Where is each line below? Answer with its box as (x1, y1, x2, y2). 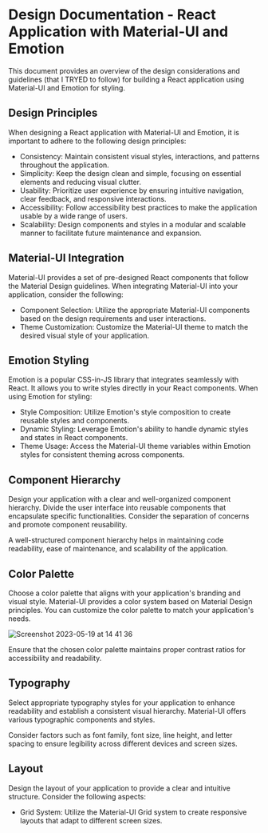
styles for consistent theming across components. (19, 450, 185, 459)
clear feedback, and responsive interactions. (19, 194, 167, 203)
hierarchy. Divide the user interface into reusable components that (8, 503, 227, 513)
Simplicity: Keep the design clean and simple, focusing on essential (19, 168, 242, 178)
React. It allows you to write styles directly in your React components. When (8, 383, 258, 393)
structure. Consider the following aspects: (8, 791, 146, 801)
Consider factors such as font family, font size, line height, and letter (8, 730, 233, 739)
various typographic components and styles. (8, 715, 156, 724)
